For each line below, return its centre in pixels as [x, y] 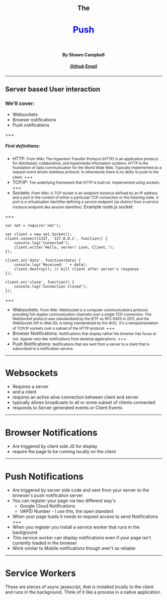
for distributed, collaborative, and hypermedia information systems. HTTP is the [80, 163]
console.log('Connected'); [42, 243]
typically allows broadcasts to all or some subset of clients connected [84, 402]
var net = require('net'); [33, 225]
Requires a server [30, 387]
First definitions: [23, 146]
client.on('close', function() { [40, 282]
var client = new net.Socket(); [39, 234]
